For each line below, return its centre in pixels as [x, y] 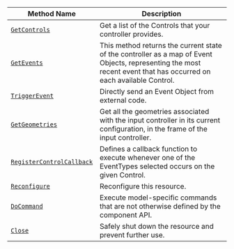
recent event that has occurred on [155, 71]
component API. [126, 215]
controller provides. [132, 34]
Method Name [52, 14]
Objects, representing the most [150, 63]
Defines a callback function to [149, 149]
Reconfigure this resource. [143, 186]
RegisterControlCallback [52, 162]
